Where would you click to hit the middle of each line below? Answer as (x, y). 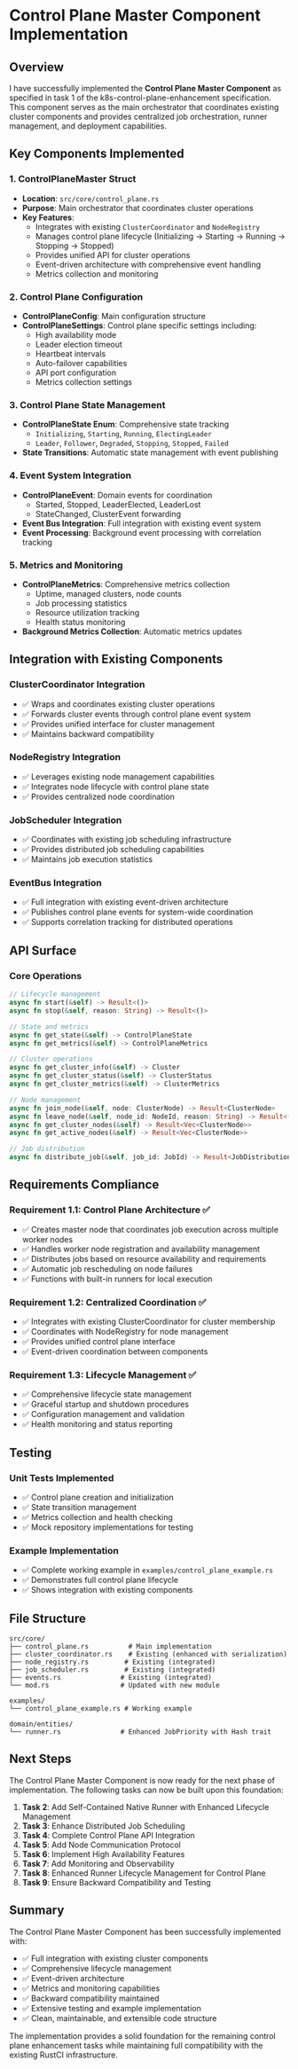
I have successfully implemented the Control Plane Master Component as (145, 88)
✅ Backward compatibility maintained (90, 1998)
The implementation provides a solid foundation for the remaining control (143, 2035)
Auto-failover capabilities (81, 363)
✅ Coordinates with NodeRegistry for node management (125, 1332)
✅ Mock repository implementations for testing (107, 1527)
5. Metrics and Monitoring (66, 565)
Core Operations (46, 976)
